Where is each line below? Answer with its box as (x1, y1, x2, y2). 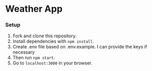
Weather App (5, 3, 63, 15)
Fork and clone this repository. (12, 33, 77, 39)
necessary (12, 49, 35, 55)
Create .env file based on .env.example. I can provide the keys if (12, 44, 147, 50)
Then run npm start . (12, 55, 55, 61)
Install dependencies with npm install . (12, 38, 94, 44)
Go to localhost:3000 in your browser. (12, 60, 93, 66)
